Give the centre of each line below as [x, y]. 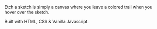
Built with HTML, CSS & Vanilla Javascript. [47, 22]
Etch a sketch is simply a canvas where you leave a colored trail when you [78, 7]
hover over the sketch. [27, 12]
